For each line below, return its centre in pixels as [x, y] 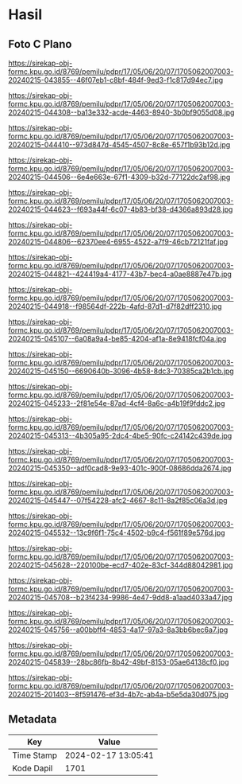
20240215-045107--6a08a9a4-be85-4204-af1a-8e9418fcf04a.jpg [117, 339]
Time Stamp [35, 755]
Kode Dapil [33, 768]
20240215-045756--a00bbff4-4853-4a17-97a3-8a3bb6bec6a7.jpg [118, 630]
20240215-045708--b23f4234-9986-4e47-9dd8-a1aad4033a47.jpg [120, 597]
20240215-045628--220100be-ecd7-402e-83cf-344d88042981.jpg [121, 565]
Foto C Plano [40, 44]
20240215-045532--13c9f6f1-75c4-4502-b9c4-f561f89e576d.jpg [117, 532]
